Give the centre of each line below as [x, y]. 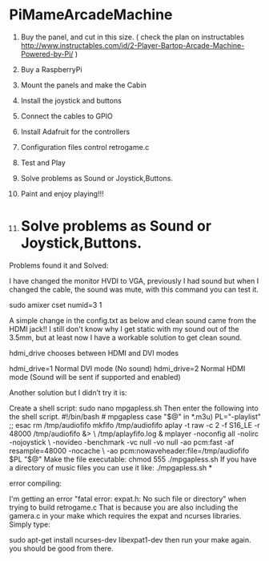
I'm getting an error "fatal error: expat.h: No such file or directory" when [128, 498]
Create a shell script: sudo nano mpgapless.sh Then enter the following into [134, 408]
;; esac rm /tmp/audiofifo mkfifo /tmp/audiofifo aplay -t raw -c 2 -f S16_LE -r [135, 425]
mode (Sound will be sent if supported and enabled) [95, 377]
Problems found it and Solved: [59, 265]
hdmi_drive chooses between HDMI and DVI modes [94, 353]
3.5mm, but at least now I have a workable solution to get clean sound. [126, 337]
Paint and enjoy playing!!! [62, 193]
